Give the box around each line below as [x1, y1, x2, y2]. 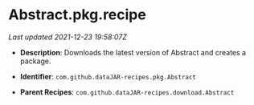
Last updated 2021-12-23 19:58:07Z [8, 32, 127, 42]
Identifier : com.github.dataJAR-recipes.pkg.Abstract [19, 71, 197, 81]
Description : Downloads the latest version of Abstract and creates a [19, 47, 247, 57]
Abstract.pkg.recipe [8, 6, 146, 24]
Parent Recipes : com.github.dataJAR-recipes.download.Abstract [19, 87, 235, 97]
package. [19, 56, 51, 66]
